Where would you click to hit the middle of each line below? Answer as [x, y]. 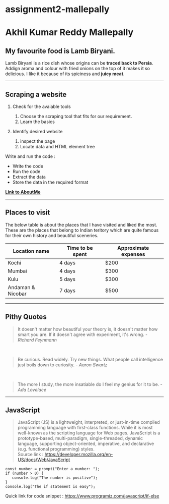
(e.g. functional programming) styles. [56, 449]
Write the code [28, 166]
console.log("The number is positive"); [55, 478]
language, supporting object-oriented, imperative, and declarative [86, 444]
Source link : [30, 455]
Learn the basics [37, 122]
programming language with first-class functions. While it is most [85, 428]
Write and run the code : [30, 156]
